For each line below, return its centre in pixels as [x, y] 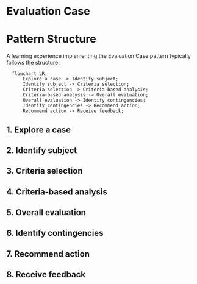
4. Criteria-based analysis [57, 192]
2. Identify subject [42, 150]
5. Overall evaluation [46, 212]
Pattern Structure [51, 39]
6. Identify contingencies [55, 233]
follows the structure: [33, 63]
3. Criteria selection [45, 171]
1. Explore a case [39, 130]
